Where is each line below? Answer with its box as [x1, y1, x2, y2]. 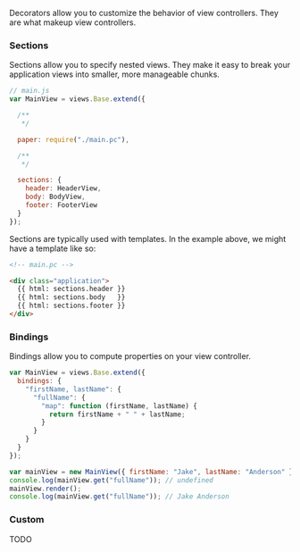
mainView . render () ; [9, 484, 82, 493]
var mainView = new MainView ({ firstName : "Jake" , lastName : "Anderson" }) [9, 467, 297, 476]
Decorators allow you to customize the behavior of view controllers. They [9, 8, 279, 18]
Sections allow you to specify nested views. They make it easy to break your [9, 60, 291, 71]
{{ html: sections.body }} [17, 293, 126, 302]
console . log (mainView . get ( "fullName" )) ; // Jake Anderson [9, 492, 229, 501]
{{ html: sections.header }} [17, 285, 126, 294]
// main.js [9, 87, 50, 96]
